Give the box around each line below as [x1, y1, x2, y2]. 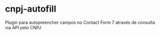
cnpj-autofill [5, 3, 57, 15]
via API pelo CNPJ [5, 24, 41, 30]
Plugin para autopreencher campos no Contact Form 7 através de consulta [5, 19, 155, 25]
